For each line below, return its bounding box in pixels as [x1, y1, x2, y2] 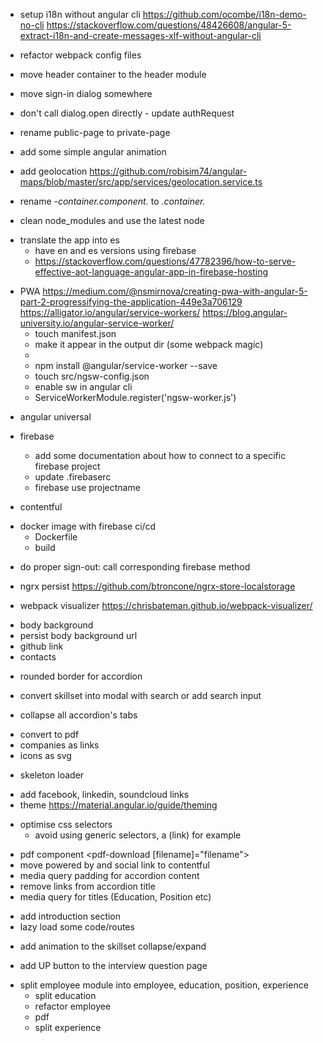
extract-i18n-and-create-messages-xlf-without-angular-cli [19, 30, 262, 41]
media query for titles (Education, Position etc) [19, 891, 212, 903]
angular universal [19, 411, 92, 423]
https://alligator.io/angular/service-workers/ [19, 307, 201, 318]
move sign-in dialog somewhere [19, 88, 153, 99]
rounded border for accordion [19, 670, 143, 682]
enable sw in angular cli [34, 381, 133, 393]
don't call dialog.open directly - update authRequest [19, 107, 235, 119]
